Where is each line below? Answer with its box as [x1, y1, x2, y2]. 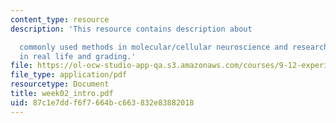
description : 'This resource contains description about [10, 24, 253, 34]
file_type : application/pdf [10, 70, 128, 80]
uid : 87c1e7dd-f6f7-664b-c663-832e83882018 [10, 97, 195, 108]
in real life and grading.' [19, 51, 137, 61]
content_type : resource [10, 14, 110, 25]
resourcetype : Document [10, 79, 110, 90]
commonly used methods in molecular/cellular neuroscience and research [19, 42, 329, 52]
